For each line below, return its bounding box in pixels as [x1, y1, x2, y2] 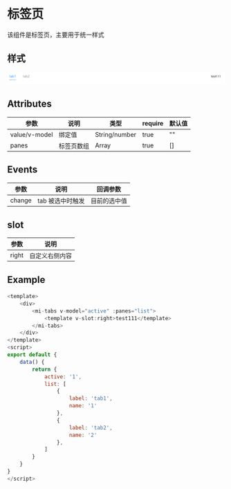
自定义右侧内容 [29, 251, 73, 259]
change [10, 196, 33, 205]
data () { [19, 358, 45, 365]
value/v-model [10, 130, 53, 138]
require [142, 119, 164, 127]
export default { [7, 351, 57, 358]
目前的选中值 [91, 196, 128, 205]
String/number [95, 130, 137, 138]
